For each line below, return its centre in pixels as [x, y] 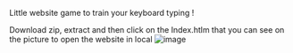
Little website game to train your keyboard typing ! [102, 13]
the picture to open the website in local [81, 39]
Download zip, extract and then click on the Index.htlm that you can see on [147, 30]
